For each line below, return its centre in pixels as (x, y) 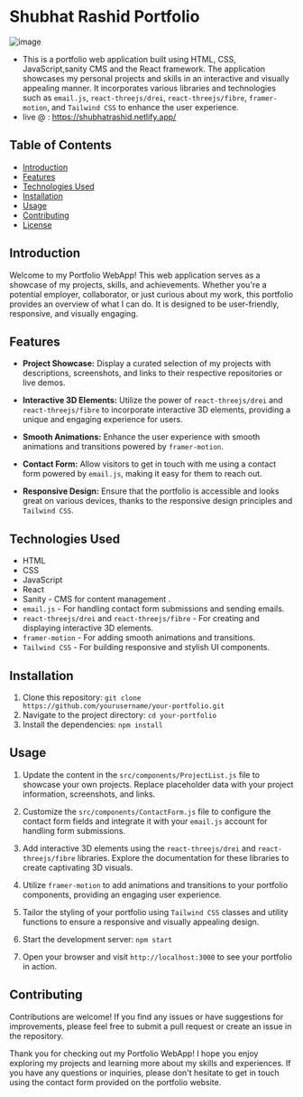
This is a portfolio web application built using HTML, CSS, (129, 59)
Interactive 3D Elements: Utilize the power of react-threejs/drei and (152, 401)
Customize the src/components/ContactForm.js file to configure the (147, 811)
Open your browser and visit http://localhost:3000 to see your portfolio (157, 957)
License (37, 224)
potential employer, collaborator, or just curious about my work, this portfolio (151, 294)
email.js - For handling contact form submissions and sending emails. (153, 609)
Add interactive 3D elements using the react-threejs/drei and (139, 848)
